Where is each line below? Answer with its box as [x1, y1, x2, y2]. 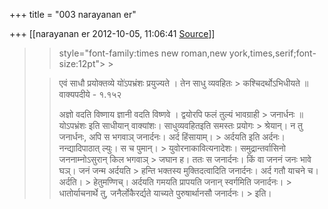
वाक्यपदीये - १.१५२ [58, 89, 122, 100]
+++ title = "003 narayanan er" [9, 9, 137, 20]
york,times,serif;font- [228, 47, 317, 59]
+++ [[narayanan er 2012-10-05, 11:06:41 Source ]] [9, 28, 216, 39]
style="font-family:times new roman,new [58, 47, 227, 59]
